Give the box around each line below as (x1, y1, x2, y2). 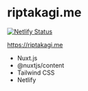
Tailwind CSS (16, 68, 55, 77)
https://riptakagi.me (7, 40, 63, 49)
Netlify (16, 75, 36, 83)
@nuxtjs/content (16, 61, 65, 69)
